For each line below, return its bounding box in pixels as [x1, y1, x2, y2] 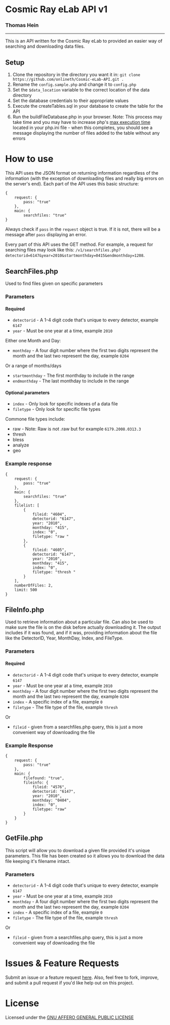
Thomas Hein [5, 22, 39, 29]
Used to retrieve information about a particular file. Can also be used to [5, 619, 153, 625]
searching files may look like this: [5, 247, 74, 253]
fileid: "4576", [32, 784, 67, 789]
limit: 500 [14, 587, 37, 592]
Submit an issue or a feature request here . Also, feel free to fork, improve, [5, 974, 159, 980]
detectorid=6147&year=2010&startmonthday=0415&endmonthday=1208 [5, 253, 144, 259]
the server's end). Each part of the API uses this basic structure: [5, 181, 139, 187]
